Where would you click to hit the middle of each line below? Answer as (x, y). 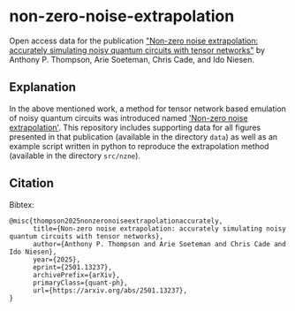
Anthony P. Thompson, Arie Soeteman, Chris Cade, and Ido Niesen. (132, 59)
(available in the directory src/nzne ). (75, 155)
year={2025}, (57, 259)
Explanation (43, 87)
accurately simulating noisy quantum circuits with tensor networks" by (137, 49)
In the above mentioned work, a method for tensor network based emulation (148, 109)
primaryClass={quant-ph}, (80, 283)
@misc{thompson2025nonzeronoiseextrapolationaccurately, (116, 221)
